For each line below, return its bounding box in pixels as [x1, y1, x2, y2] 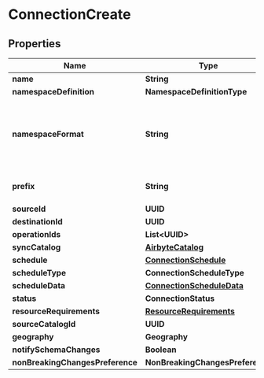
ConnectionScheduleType [145, 268, 245, 278]
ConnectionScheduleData [145, 280, 244, 291]
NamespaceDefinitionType [145, 87, 247, 97]
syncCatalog [12, 242, 61, 253]
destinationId [12, 217, 63, 227]
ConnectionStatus [145, 293, 214, 304]
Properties [8, 37, 61, 50]
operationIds [12, 229, 61, 239]
